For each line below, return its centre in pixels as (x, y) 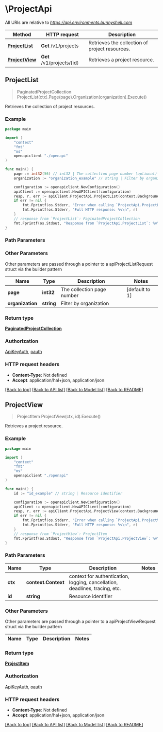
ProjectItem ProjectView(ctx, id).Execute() (59, 417)
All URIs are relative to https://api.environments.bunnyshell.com (69, 22)
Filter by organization (85, 303)
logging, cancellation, (93, 582)
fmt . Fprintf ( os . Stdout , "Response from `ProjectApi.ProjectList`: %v (86, 223)
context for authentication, (99, 576)
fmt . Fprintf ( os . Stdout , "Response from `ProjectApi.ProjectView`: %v (86, 538)
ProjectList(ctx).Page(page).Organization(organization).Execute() (82, 97)
